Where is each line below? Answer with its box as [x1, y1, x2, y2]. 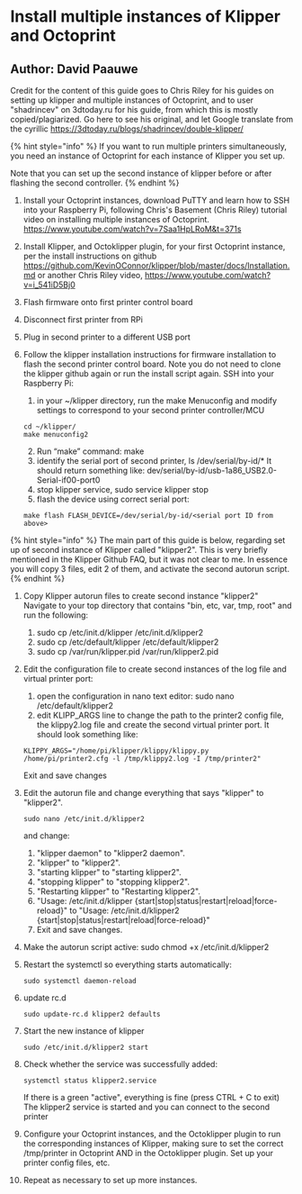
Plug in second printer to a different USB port [22, 331, 191, 342]
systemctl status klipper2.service [22, 1076, 157, 1085]
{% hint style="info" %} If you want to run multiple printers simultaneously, [10, 141, 287, 151]
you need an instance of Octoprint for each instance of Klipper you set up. [10, 150, 286, 161]
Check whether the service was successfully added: [22, 1059, 218, 1069]
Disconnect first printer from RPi [22, 314, 143, 325]
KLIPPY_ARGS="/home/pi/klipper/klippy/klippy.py [22, 746, 209, 755]
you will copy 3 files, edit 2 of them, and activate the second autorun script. [10, 564, 290, 574]
